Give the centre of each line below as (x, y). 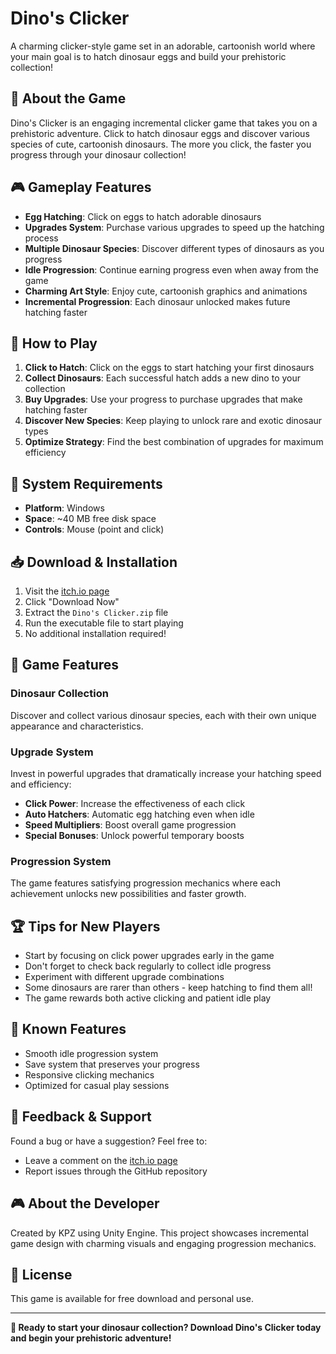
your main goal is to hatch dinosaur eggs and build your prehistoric (148, 56)
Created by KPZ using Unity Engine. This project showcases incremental (159, 1233)
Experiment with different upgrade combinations (124, 977)
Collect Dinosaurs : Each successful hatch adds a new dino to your (163, 378)
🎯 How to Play (54, 343)
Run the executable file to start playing (104, 623)
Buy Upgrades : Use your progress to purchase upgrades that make (163, 399)
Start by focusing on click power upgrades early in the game (149, 956)
